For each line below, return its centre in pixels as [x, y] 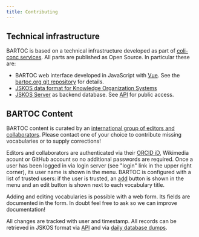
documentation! [26, 210]
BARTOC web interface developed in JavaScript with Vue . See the [97, 76]
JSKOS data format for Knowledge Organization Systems [86, 88]
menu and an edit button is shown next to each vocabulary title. [86, 185]
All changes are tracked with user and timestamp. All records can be [91, 221]
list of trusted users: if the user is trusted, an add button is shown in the [95, 178]
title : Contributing [32, 12]
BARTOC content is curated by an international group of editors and [91, 128]
